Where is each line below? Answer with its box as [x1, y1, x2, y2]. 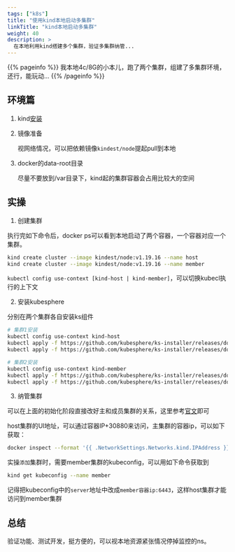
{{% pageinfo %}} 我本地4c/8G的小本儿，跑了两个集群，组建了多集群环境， [7, 63, 226, 71]
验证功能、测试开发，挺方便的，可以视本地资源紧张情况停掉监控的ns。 [7, 537, 211, 545]
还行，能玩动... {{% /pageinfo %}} [7, 72, 105, 80]
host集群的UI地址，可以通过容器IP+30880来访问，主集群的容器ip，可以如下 [7, 422, 225, 430]
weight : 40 [7, 29, 39, 37]
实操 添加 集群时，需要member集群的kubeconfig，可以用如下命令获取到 [7, 458, 210, 466]
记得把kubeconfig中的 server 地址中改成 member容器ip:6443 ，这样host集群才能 [7, 485, 227, 494]
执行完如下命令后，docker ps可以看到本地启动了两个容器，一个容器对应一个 [7, 231, 226, 239]
